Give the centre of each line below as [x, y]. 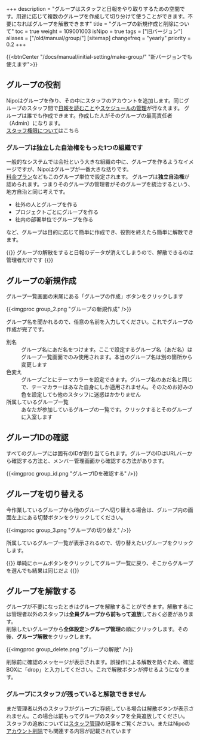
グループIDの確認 [37, 437]
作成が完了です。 [27, 329]
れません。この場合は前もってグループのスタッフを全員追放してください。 [97, 716]
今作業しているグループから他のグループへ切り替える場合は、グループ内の [97, 510]
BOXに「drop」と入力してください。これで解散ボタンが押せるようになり [96, 670]
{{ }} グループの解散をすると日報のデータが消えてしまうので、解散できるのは [100, 252]
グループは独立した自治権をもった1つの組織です [75, 148]
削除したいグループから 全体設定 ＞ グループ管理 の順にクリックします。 [92, 629]
